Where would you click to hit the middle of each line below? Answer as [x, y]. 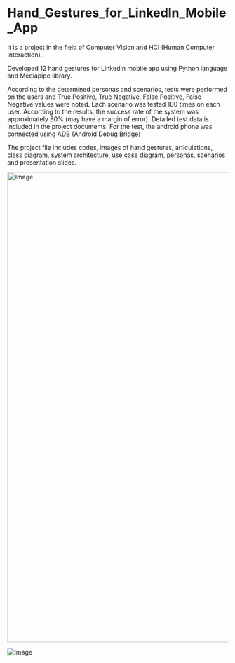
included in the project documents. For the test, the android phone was [110, 126]
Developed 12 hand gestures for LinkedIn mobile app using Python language [117, 68]
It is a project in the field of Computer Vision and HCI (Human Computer [111, 47]
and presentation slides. [42, 162]
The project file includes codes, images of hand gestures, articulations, [110, 147]
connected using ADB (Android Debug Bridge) [74, 134]
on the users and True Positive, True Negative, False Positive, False [105, 97]
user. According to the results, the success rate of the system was [103, 111]
